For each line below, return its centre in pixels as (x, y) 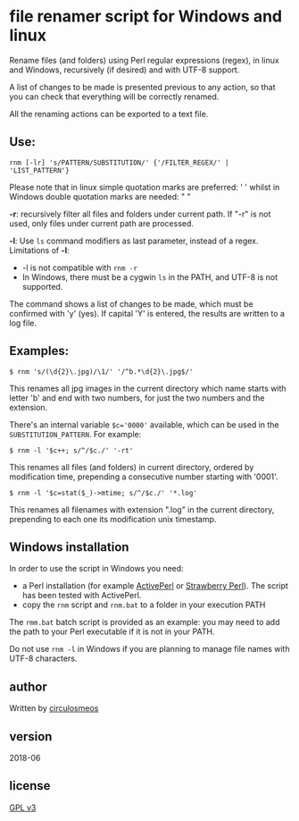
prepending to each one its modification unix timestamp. (113, 519)
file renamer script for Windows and (146, 17)
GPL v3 (23, 808)
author (28, 686)
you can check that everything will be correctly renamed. (114, 97)
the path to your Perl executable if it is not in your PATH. (112, 631)
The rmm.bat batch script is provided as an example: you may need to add (145, 622)
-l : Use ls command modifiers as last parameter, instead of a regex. (134, 241)
